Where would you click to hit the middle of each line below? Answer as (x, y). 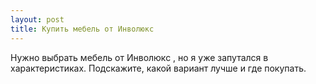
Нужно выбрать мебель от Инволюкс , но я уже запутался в (139, 57)
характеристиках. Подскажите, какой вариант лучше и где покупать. (158, 68)
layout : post (37, 19)
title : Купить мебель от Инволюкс (82, 29)
